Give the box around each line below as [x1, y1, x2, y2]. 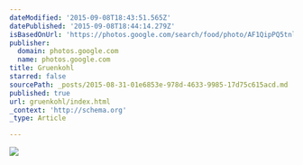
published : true [9, 88, 70, 97]
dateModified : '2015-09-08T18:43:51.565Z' [9, 13, 171, 23]
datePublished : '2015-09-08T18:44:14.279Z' [9, 22, 176, 31]
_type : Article [9, 114, 67, 123]
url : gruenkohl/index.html [9, 96, 111, 106]
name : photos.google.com [17, 55, 111, 64]
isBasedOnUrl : [9, 30, 63, 39]
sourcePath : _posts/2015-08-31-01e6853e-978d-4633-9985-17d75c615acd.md [9, 80, 289, 89]
